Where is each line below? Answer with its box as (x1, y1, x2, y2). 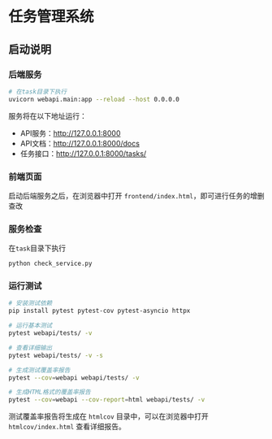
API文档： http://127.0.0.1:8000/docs (19, 138, 140, 148)
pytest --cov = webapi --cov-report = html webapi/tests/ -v (8, 396, 205, 404)
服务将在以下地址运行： (8, 111, 87, 120)
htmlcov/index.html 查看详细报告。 (8, 422, 126, 432)
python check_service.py (8, 259, 93, 268)
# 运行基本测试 (8, 322, 53, 330)
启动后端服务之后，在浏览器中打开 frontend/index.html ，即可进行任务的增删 (8, 190, 265, 200)
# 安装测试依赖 (8, 299, 53, 307)
